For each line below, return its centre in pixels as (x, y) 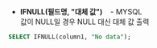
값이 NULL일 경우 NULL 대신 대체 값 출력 (85, 22)
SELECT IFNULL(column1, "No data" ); (70, 37)
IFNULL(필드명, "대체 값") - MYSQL (81, 12)
